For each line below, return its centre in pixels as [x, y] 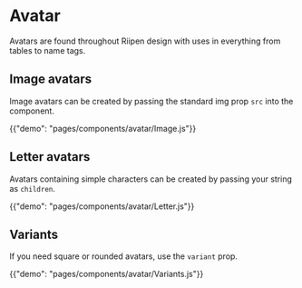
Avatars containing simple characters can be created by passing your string [151, 179]
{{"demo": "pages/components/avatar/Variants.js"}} [107, 274]
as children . [33, 188]
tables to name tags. [48, 50]
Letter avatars [50, 157]
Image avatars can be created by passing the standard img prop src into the [151, 101]
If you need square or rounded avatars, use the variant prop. [124, 256]
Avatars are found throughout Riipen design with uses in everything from [145, 41]
